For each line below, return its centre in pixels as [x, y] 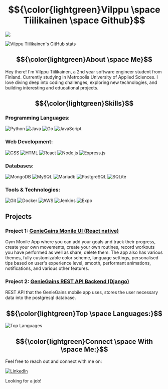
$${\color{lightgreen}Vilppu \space [84, 10]
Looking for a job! [23, 380]
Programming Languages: [38, 118]
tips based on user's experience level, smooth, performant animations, [78, 263]
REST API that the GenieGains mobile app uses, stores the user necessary [82, 293]
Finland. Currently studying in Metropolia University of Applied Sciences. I [81, 77]
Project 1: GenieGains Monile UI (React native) [62, 231]
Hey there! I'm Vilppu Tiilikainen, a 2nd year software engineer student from [83, 71]
